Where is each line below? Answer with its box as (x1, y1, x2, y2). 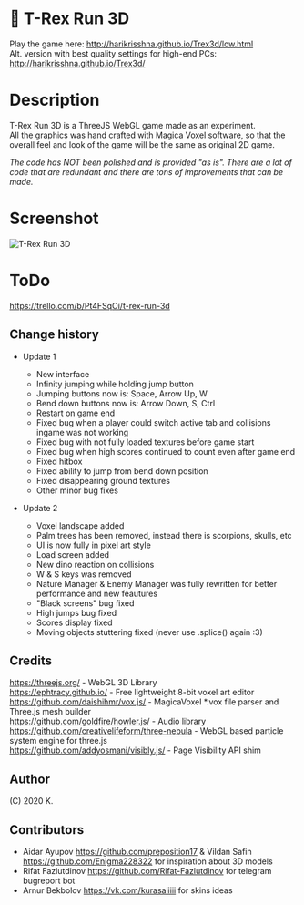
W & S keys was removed (35, 569, 132, 580)
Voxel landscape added (35, 519, 125, 531)
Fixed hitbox (35, 456, 83, 467)
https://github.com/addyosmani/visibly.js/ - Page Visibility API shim (9, 745, 262, 756)
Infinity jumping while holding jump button (35, 378, 194, 389)
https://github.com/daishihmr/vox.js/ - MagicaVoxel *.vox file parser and (9, 696, 279, 707)
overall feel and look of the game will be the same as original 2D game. (9, 139, 275, 149)
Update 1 (22, 351, 56, 362)
